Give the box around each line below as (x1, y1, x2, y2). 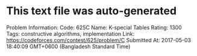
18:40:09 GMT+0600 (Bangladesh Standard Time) (6, 43, 131, 50)
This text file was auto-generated (6, 4, 177, 18)
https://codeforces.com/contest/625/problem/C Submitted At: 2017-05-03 (6, 36, 192, 43)
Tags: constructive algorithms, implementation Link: (6, 30, 135, 37)
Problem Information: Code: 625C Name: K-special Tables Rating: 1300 (6, 24, 182, 31)
